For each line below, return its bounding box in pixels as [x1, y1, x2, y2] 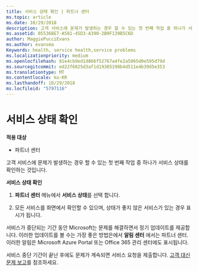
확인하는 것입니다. [6, 166, 48, 173]
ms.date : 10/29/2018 [6, 20, 57, 25]
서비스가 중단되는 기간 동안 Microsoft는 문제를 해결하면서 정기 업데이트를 [6, 224, 174, 231]
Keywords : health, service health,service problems [6, 47, 136, 53]
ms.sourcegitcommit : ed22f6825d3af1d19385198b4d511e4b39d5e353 [6, 63, 165, 70]
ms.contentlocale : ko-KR [6, 75, 67, 80]
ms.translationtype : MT [6, 69, 65, 75]
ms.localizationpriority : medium [6, 53, 89, 59]
